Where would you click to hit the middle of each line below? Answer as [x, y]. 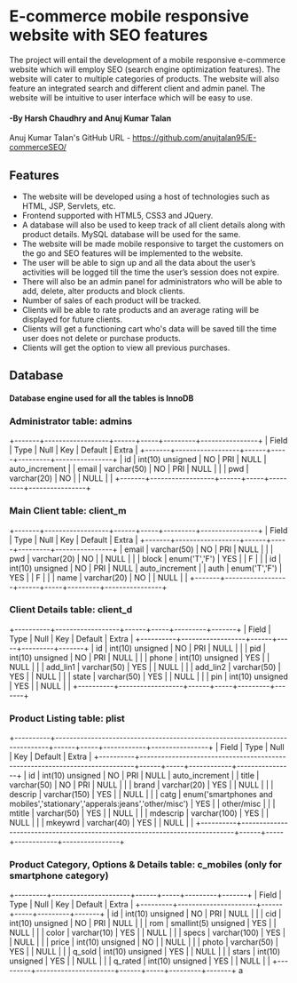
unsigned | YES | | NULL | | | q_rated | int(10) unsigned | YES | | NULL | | [140, 961]
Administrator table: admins [71, 421]
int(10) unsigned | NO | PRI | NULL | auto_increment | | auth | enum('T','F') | [145, 568]
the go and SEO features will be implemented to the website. [133, 253]
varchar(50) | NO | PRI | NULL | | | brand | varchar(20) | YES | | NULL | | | [141, 785]
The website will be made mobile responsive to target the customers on [152, 244]
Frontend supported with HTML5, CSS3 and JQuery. [117, 215]
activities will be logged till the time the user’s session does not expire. [151, 272]
